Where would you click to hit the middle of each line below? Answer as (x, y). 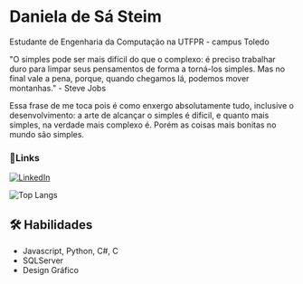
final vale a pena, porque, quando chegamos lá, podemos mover (129, 78)
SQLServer (43, 260)
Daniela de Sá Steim (85, 17)
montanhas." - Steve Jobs (58, 88)
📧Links (25, 157)
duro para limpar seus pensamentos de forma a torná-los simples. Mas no (147, 69)
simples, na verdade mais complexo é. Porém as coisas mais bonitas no (143, 125)
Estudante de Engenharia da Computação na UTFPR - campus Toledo (139, 42)
